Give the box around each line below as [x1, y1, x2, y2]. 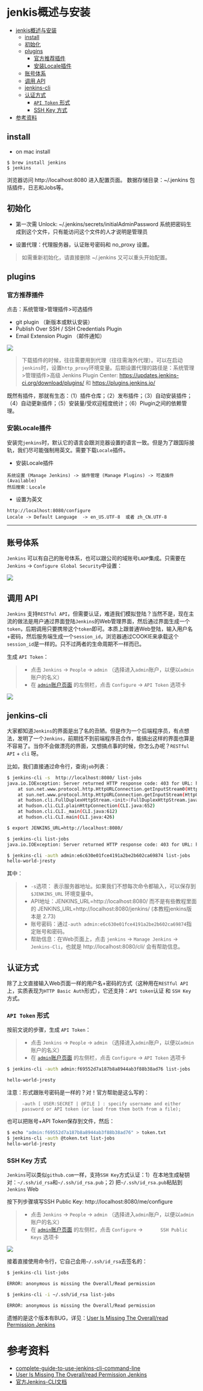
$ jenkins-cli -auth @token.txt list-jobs [7, 1135, 115, 1141]
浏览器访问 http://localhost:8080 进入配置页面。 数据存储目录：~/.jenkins [7, 176, 189, 183]
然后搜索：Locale [7, 484, 46, 490]
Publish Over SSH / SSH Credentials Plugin [15, 325, 122, 332]
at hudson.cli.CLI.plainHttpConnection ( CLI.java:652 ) [17, 803, 155, 809]
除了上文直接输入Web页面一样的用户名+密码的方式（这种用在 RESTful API [7, 980, 189, 987]
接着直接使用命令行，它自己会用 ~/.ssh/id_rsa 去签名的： [7, 1258, 148, 1265]
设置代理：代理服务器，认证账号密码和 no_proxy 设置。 [15, 241, 153, 248]
